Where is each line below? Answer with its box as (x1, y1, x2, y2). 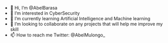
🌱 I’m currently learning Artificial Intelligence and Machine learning (10, 16, 151, 21)
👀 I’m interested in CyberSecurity (10, 10, 80, 16)
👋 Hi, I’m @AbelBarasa (10, 5, 58, 11)
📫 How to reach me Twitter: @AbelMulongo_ (10, 32, 106, 38)
